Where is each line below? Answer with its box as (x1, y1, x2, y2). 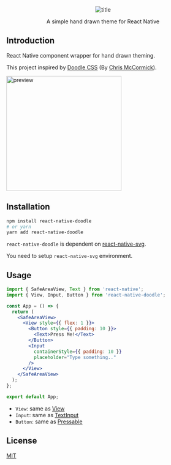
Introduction (6, 36, 55, 46)
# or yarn (6, 224, 32, 230)
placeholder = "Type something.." (33, 354, 116, 360)
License (6, 436, 37, 446)
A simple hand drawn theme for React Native (46, 18, 160, 25)
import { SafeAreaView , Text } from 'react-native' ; (6, 286, 144, 293)
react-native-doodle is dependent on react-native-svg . (6, 240, 146, 248)
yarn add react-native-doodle (6, 229, 84, 235)
